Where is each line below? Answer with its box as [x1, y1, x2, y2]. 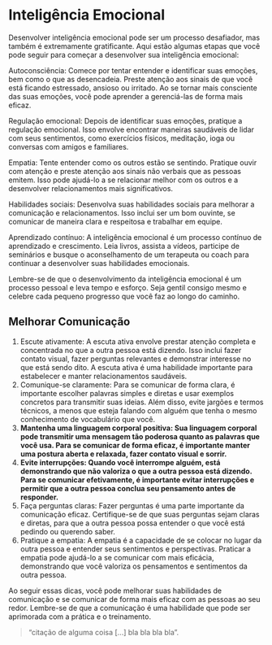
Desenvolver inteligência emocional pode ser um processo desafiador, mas [8, 33, 261, 42]
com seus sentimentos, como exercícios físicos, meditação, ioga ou [8, 133, 235, 143]
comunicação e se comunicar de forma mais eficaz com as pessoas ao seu [8, 594, 261, 604]
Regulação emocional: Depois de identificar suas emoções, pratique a [8, 115, 243, 125]
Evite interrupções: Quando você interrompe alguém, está [19, 457, 221, 467]
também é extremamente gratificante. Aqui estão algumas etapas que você [8, 41, 261, 50]
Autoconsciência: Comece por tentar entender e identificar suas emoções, [8, 65, 258, 75]
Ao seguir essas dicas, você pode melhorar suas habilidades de [8, 586, 222, 595]
